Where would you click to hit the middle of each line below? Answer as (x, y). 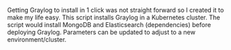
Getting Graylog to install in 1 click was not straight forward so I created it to (115, 10)
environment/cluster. (37, 40)
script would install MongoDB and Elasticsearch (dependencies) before (109, 25)
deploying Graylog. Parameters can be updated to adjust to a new (102, 32)
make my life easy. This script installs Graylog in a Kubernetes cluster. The (114, 17)
